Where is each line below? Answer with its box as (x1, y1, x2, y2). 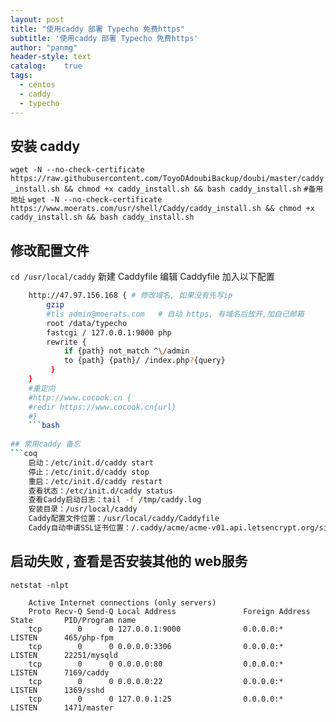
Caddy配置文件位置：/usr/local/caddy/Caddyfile (28, 514, 220, 524)
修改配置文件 (10, 242, 90, 259)
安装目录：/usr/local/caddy (28, 504, 138, 515)
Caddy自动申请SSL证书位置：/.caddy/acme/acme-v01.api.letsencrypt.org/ (28, 523, 320, 533)
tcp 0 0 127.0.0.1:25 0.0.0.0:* (28, 694, 284, 704)
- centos (19, 80, 56, 90)
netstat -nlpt (10, 580, 70, 590)
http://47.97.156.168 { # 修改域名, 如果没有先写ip (28, 291, 233, 301)
